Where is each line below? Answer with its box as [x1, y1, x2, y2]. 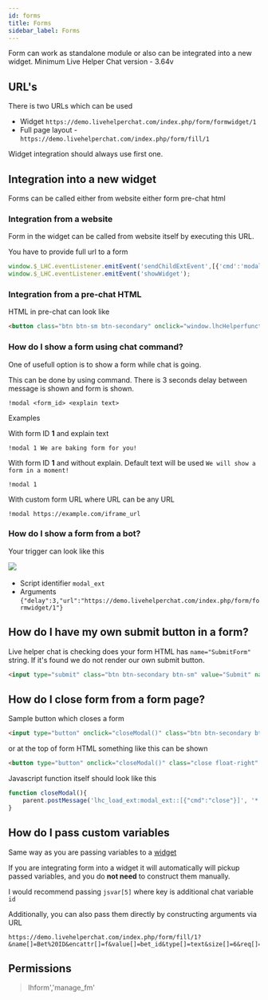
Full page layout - [19, 125, 78, 135]
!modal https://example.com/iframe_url [8, 510, 141, 518]
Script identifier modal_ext [19, 578, 105, 588]
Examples [8, 413, 41, 423]
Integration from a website [8, 213, 113, 224]
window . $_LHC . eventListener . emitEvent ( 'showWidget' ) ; [8, 270, 191, 278]
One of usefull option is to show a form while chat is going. [8, 359, 202, 369]
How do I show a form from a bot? [8, 528, 141, 539]
